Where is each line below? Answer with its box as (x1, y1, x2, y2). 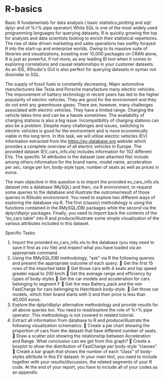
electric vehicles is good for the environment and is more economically (5, 128, 148, 134)
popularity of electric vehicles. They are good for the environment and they (5, 96, 157, 102)
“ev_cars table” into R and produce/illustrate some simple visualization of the (5, 215, 160, 221)
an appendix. (12, 369, 39, 375)
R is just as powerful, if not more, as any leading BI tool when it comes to (5, 56, 152, 62)
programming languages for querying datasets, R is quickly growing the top (5, 30, 158, 36)
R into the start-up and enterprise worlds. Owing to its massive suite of (5, 45, 148, 51)
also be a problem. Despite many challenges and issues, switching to (5, 122, 144, 128)
